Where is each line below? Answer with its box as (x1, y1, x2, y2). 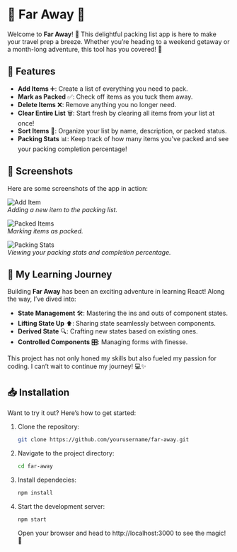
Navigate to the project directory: (17, 449, 115, 458)
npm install (17, 489, 53, 496)
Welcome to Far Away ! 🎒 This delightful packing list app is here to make (7, 30, 217, 38)
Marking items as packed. (7, 226, 83, 235)
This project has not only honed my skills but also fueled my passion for (7, 354, 217, 363)
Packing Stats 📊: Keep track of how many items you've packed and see (17, 134, 229, 143)
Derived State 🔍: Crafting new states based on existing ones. (17, 327, 198, 336)
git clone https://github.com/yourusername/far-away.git (17, 436, 190, 443)
